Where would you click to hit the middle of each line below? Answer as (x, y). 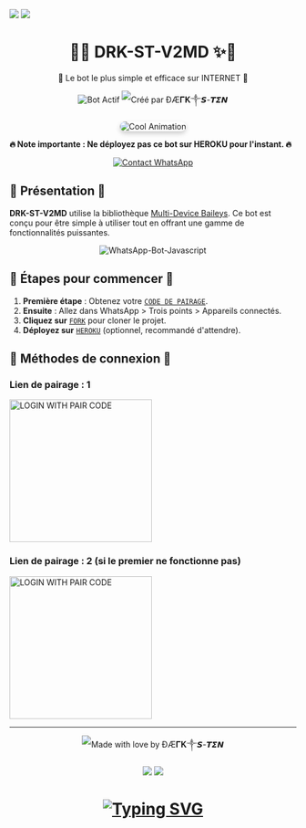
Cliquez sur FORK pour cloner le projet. (94, 320)
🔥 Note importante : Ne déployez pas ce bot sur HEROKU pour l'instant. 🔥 (151, 144)
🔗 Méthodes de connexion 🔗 (90, 358)
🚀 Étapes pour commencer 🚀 (92, 279)
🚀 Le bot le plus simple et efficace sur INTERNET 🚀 (153, 78)
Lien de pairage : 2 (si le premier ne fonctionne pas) (125, 561)
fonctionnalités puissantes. (60, 232)
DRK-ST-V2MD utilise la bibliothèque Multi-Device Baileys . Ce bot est (140, 213)
